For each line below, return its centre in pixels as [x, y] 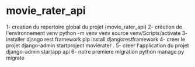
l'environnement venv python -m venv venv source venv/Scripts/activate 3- [97, 33]
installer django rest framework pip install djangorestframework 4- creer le [96, 39]
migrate [15, 58]
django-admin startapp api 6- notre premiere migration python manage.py [95, 51]
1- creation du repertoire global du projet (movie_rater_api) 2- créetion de [94, 27]
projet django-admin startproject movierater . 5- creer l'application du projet [97, 45]
